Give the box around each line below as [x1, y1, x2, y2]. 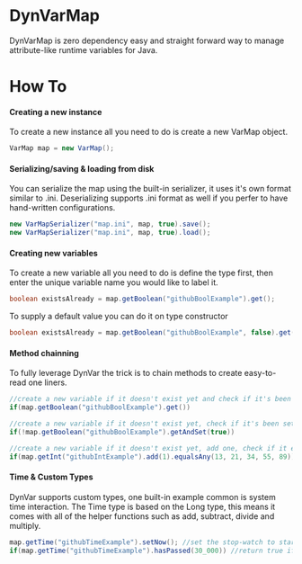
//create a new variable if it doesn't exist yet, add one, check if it [9, 443, 288, 452]
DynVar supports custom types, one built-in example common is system [9, 491, 276, 502]
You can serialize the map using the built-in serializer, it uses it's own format [9, 184, 292, 194]
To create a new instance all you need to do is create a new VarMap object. [9, 127, 289, 138]
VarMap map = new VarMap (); [9, 144, 115, 153]
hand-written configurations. [9, 202, 116, 213]
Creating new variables [9, 247, 99, 258]
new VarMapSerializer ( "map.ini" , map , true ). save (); [9, 219, 211, 229]
